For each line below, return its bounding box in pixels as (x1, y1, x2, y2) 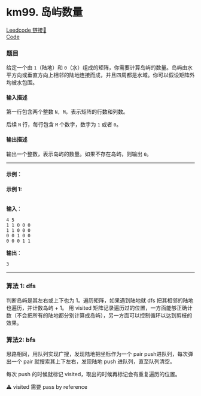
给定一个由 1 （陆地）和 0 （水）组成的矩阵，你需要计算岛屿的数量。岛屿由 (6, 64, 188, 71)
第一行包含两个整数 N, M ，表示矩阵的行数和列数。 (6, 108, 129, 116)
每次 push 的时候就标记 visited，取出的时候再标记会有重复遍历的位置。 (6, 371, 181, 378)
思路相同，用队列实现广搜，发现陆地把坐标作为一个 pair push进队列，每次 (6, 350, 188, 358)
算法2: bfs (6, 335, 36, 344)
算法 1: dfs (6, 282, 36, 291)
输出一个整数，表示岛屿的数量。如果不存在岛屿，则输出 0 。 (6, 150, 153, 158)
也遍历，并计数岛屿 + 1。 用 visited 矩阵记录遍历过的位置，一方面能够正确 (6, 304, 187, 312)
